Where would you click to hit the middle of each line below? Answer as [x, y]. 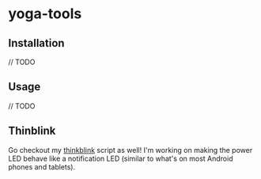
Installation [36, 43]
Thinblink [32, 131]
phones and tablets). [42, 166]
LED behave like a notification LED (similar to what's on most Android [121, 158]
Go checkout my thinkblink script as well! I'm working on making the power [130, 150]
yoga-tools [45, 14]
